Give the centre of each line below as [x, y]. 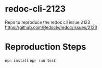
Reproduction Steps [46, 47]
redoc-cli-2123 [35, 9]
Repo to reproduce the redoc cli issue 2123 [48, 22]
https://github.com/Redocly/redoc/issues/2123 [51, 27]
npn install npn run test [31, 61]
